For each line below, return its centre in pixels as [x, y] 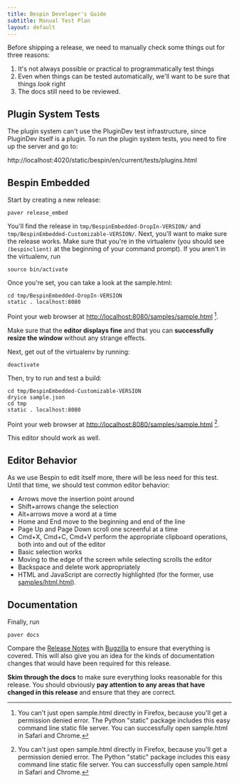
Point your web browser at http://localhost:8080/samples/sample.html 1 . [113, 316]
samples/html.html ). [47, 583]
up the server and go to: [43, 146]
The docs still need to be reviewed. [69, 92]
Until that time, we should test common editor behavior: [89, 485]
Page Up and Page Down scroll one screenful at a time [97, 529]
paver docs [23, 635]
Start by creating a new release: [54, 200]
